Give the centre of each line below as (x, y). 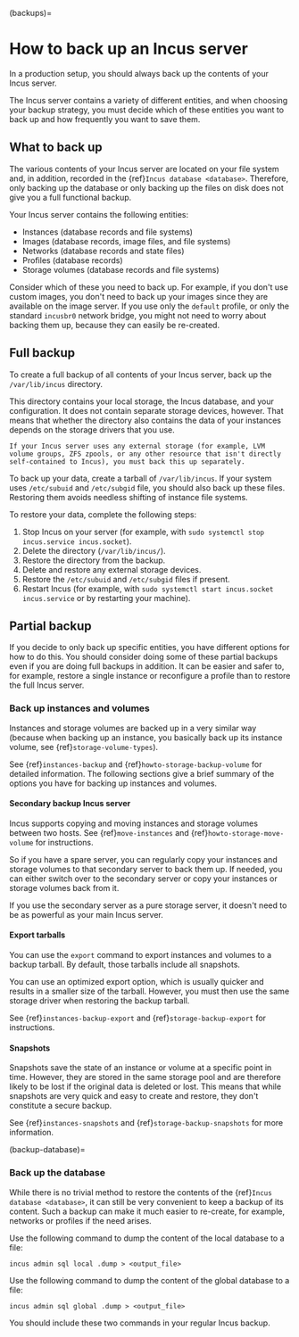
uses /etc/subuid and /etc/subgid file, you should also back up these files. (147, 487)
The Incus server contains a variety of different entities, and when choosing (149, 100)
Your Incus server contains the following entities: (99, 214)
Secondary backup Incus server (70, 804)
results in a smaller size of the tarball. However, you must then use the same (149, 991)
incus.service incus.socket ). (77, 541)
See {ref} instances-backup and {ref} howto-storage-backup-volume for (136, 764)
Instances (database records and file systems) (108, 232)
